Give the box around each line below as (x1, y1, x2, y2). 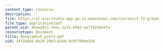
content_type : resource (5, 7, 54, 12)
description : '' (5, 12, 38, 17)
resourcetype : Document (5, 30, 54, 34)
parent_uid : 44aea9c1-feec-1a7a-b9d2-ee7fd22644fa (5, 25, 110, 30)
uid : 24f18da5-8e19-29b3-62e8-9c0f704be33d (5, 39, 95, 44)
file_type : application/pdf (5, 20, 62, 26)
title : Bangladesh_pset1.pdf (5, 34, 64, 39)
